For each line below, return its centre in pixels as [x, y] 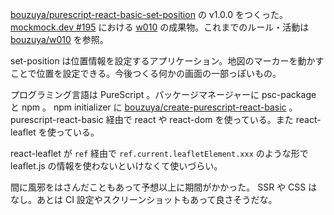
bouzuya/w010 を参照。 [59, 39]
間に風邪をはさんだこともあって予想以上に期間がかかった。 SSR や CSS [158, 187]
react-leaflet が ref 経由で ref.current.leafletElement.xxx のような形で [159, 153]
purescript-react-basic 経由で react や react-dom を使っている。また [152, 119]
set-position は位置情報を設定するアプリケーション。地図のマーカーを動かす [167, 61]
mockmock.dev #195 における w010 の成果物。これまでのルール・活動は [160, 27]
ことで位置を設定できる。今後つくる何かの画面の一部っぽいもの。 [146, 73]
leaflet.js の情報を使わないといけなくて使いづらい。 [116, 166]
